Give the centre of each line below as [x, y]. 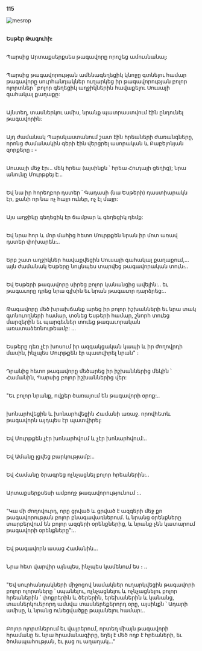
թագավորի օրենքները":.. [41, 530]
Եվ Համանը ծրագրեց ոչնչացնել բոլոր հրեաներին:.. [78, 475]
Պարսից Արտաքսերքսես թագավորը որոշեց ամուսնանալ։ [87, 57]
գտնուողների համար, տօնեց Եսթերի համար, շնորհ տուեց [88, 315]
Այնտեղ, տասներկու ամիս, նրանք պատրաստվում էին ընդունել [95, 112]
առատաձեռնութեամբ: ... [41, 328]
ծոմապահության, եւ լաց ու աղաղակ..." [61, 641]
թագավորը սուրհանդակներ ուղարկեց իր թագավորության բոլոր [97, 81]
